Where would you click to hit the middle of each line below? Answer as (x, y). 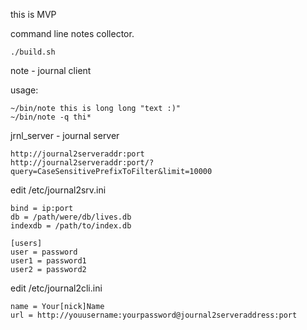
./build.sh (33, 52)
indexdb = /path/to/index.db (71, 226)
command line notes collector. (72, 33)
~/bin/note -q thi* (51, 117)
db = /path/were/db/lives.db (71, 217)
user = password (44, 252)
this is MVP (33, 14)
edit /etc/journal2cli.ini (56, 288)
